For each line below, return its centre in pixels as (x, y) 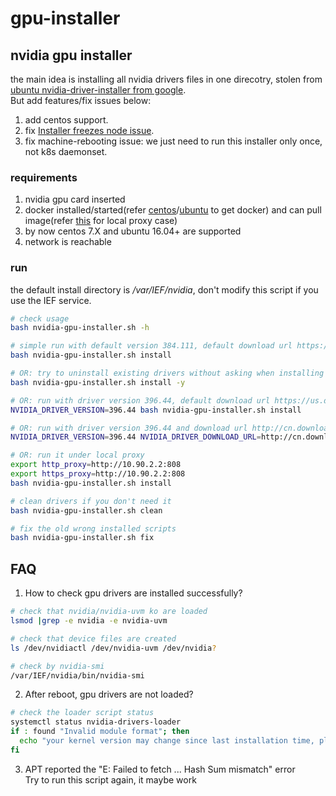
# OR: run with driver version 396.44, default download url (140, 400)
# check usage (40, 318)
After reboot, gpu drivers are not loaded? (109, 694)
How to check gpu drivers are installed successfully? (133, 593)
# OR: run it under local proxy (77, 455)
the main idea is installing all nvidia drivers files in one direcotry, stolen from (166, 79)
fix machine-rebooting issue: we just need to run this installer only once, (173, 141)
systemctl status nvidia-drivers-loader (96, 722)
